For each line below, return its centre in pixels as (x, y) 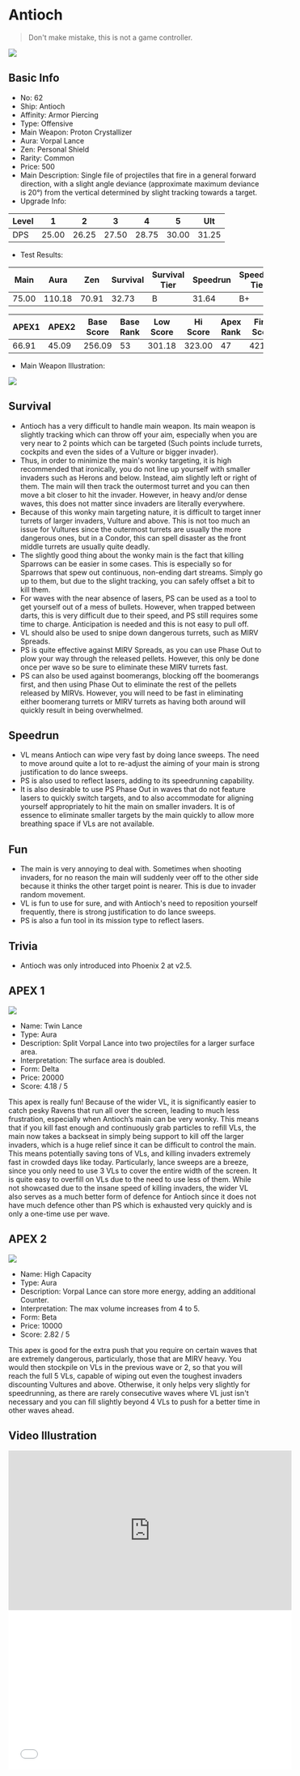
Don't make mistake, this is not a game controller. (110, 37)
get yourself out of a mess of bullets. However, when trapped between (138, 606)
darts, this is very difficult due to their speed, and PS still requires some (139, 615)
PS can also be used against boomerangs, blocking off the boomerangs (139, 675)
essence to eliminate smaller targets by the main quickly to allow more (137, 815)
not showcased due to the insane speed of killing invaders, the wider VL (129, 1188)
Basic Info (34, 78)
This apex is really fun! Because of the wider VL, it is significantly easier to (132, 1102)
